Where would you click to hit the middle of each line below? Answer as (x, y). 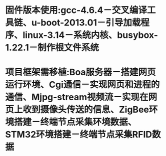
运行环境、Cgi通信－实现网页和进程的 (82, 85)
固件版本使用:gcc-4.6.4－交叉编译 (76, 10)
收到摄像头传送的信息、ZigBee (86, 110)
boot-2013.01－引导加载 (91, 23)
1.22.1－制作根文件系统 (52, 48)
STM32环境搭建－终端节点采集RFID (79, 135)
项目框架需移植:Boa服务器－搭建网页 (80, 72)
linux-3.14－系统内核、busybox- (90, 35)
